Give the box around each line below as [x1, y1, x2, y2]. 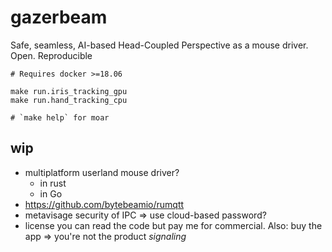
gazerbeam [10, 6, 108, 29]
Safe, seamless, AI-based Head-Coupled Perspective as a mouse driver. [10, 39, 309, 51]
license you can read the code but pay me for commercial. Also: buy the [24, 219, 323, 231]
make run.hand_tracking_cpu [10, 95, 128, 105]
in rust [39, 177, 67, 189]
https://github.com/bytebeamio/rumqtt [24, 198, 185, 210]
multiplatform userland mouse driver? [24, 166, 180, 178]
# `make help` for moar [10, 112, 110, 123]
